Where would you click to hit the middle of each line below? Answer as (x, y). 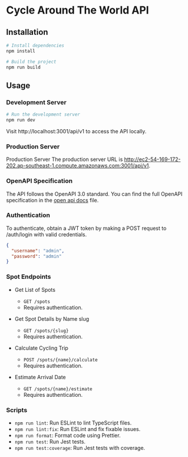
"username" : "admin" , (38, 251)
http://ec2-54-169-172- (152, 159)
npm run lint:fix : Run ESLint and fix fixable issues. (77, 429)
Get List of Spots (35, 290)
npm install (21, 51)
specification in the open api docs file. (52, 200)
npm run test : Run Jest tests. (50, 441)
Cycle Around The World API (77, 10)
